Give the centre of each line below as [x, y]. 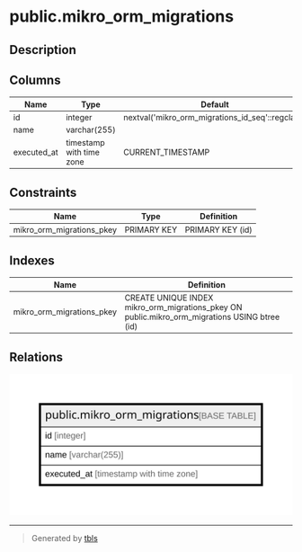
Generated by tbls [65, 539]
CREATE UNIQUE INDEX [169, 298]
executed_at [36, 152]
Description [43, 50]
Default [215, 104]
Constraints [43, 192]
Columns [35, 80]
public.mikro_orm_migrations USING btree [202, 316]
